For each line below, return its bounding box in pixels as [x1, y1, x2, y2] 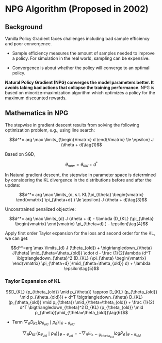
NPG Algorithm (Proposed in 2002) [5, 3, 149, 15]
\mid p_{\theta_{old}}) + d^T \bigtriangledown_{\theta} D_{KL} [20, 294, 143, 300]
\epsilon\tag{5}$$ [64, 266, 99, 271]
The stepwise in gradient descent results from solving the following [5, 122, 140, 127]
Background [5, 23, 43, 31]
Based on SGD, [5, 151, 35, 157]
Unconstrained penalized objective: [5, 206, 76, 212]
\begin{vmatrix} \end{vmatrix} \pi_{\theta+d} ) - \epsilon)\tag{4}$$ [15, 221, 148, 227]
